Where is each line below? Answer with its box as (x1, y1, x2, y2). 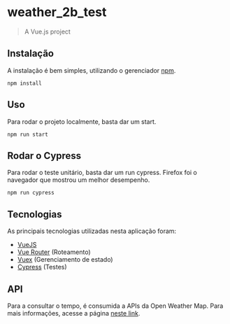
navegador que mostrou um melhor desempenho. (7, 176, 150, 184)
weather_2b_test (7, 4, 107, 20)
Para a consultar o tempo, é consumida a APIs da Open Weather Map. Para (7, 302, 224, 310)
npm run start (7, 131, 49, 138)
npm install (7, 80, 42, 87)
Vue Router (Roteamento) (17, 248, 91, 256)
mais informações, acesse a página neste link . (7, 309, 141, 317)
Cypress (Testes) (17, 263, 68, 272)
